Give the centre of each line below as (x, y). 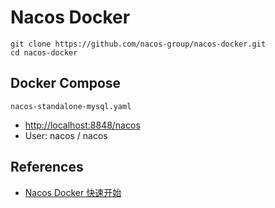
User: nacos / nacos (66, 135)
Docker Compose (66, 83)
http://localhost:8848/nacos (82, 125)
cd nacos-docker (44, 52)
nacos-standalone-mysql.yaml (71, 106)
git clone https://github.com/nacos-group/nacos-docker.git (138, 44)
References (47, 167)
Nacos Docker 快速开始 (73, 192)
